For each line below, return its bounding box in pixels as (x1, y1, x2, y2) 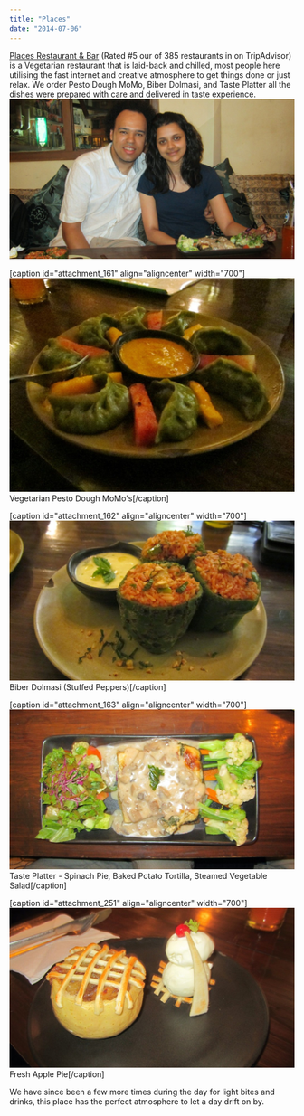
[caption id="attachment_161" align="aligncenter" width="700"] (9, 268, 246, 279)
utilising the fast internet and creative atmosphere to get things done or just (9, 69, 291, 80)
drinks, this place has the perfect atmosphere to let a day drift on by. (9, 1095, 265, 1107)
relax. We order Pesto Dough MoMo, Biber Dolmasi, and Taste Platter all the (9, 79, 291, 90)
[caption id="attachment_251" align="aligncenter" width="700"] (9, 897, 248, 908)
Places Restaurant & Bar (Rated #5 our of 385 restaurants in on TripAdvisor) (9, 50, 292, 61)
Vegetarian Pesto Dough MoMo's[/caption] (9, 493, 169, 504)
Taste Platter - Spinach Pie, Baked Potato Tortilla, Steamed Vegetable (9, 870, 268, 881)
